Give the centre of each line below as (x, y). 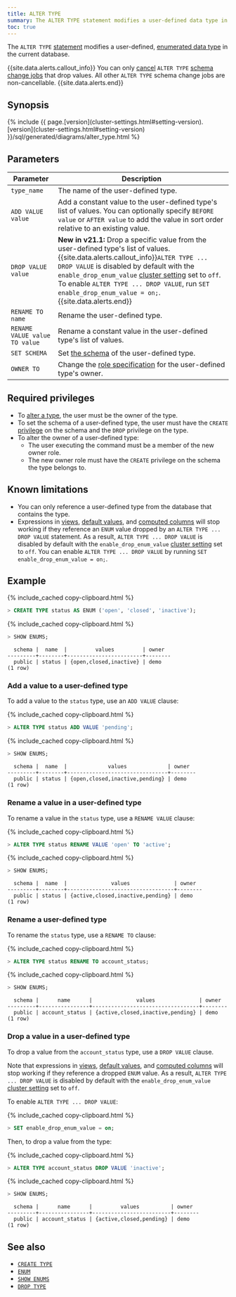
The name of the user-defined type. (118, 191)
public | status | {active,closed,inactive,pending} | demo (103, 896)
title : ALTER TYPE (34, 14)
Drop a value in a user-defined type (69, 1036)
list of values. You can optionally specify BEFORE (136, 211)
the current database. (39, 54)
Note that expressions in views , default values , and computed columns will (115, 1065)
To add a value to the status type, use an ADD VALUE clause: (93, 701)
